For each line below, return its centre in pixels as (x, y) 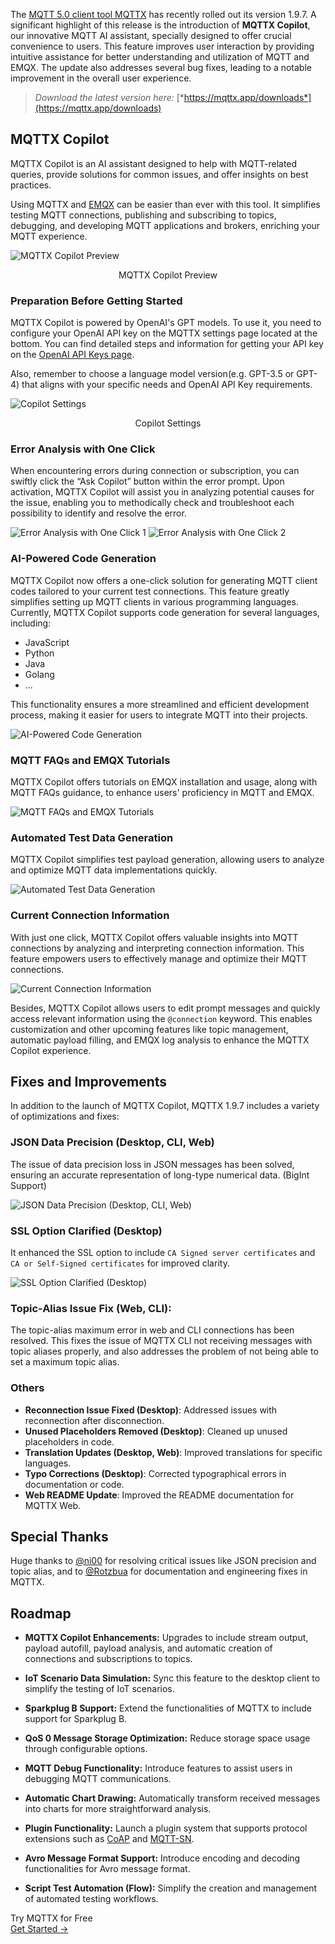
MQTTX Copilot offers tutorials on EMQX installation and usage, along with (164, 782)
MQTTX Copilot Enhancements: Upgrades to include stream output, (166, 1638)
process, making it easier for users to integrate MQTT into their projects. (159, 715)
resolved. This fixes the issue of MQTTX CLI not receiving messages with (161, 1341)
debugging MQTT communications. (98, 1779)
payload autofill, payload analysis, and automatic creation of (148, 1648)
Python (39, 653)
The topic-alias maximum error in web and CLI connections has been (152, 1330)
